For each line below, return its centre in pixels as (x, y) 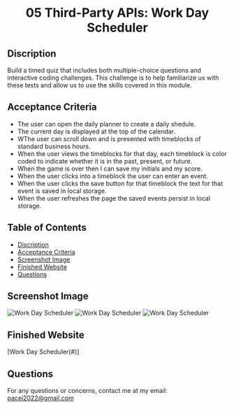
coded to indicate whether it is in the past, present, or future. (105, 161)
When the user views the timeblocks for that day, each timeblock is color (122, 153)
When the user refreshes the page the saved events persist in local (114, 198)
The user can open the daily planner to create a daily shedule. (107, 124)
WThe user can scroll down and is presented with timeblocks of (109, 138)
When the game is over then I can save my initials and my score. (110, 168)
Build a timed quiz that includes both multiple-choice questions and (104, 70)
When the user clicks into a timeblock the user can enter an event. (112, 175)
